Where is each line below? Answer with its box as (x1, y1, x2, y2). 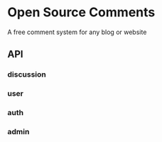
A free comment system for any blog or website (7, 28, 147, 36)
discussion (7, 70, 46, 80)
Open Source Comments (7, 4, 156, 21)
